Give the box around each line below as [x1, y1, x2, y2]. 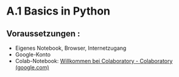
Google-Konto [15, 51, 51, 58]
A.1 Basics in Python [6, 4, 111, 18]
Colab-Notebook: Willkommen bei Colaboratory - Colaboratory [15, 58, 173, 64]
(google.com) [15, 64, 50, 71]
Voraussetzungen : [6, 28, 80, 39]
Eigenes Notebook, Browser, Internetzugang [15, 44, 127, 52]
